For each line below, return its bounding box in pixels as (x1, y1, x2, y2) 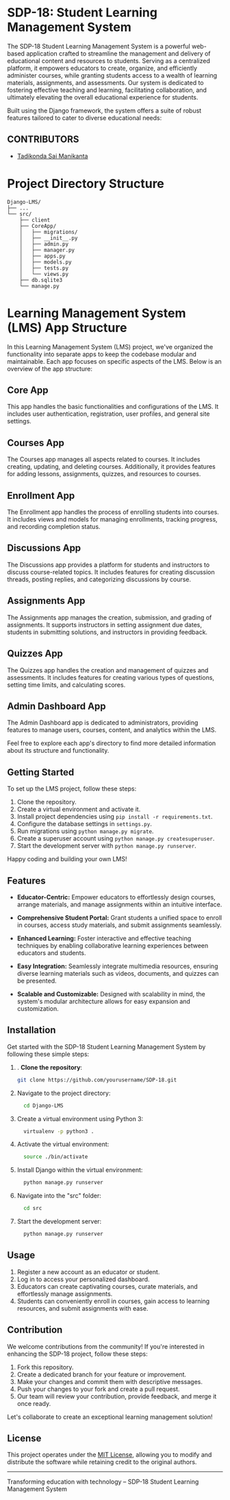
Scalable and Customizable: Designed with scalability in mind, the (16, 989, 205, 998)
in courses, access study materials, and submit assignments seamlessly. (16, 921, 222, 929)
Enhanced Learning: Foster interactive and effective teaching (16, 934, 192, 942)
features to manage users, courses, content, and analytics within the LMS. (7, 726, 217, 734)
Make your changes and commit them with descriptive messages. (16, 1377, 203, 1385)
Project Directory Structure (7, 176, 164, 191)
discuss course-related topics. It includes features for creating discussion (7, 567, 215, 576)
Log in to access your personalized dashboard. (16, 1275, 150, 1283)
